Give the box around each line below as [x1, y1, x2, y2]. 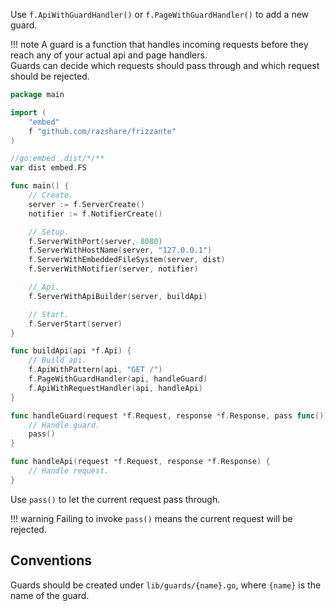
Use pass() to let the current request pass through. [10, 493, 221, 505]
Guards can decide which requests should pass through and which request [10, 60, 320, 71]
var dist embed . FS [10, 163, 87, 173]
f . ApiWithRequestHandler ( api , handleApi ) [28, 383, 203, 393]
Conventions [10, 552, 93, 569]
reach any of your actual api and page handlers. [10, 49, 208, 61]
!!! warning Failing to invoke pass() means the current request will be [10, 512, 293, 524]
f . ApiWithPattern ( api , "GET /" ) [28, 365, 163, 375]
